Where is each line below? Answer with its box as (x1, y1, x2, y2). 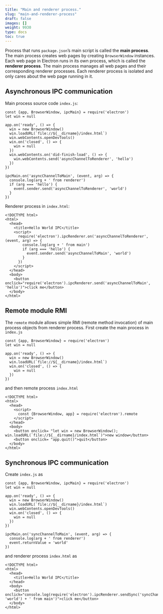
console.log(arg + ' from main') (22, 242, 90, 247)
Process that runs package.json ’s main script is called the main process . (5, 47, 149, 53)
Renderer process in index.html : (5, 203, 70, 209)
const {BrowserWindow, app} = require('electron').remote (17, 411, 138, 416)
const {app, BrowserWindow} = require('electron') (5, 338, 110, 343)
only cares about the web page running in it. (5, 73, 94, 79)
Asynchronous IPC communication (5, 87, 113, 96)
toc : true (5, 34, 25, 39)
